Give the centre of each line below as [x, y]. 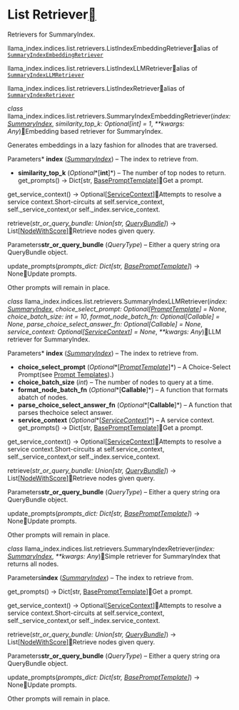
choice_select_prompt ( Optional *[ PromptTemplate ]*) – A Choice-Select [124, 366]
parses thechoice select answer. [65, 412]
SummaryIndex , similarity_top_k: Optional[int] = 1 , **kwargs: [96, 124]
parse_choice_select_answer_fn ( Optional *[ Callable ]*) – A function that [125, 405]
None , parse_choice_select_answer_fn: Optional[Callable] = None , [105, 324]
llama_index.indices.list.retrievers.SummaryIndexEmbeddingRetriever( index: [119, 116]
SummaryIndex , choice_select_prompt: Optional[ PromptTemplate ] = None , [117, 309]
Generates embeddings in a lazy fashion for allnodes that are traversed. [113, 145]
